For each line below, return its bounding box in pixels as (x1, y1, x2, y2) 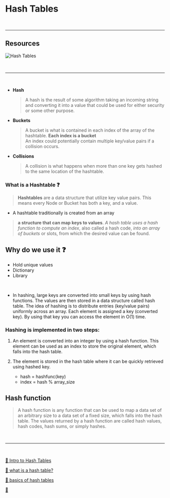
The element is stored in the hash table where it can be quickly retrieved (12, 358, 163, 365)
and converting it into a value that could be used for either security (25, 102, 164, 108)
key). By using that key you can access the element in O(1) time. (12, 314, 146, 320)
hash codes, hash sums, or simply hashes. (17, 423, 106, 429)
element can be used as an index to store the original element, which (12, 343, 156, 350)
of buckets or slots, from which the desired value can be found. (17, 231, 150, 237)
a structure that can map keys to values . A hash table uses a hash (17, 220, 158, 226)
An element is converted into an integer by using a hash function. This (12, 338, 159, 344)
